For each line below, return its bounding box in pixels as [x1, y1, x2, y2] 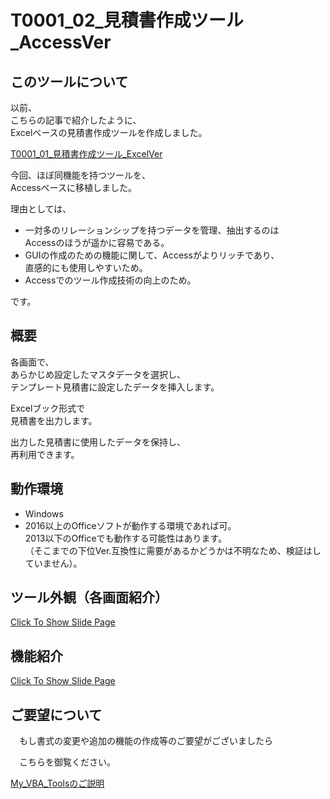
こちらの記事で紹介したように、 [10, 114, 142, 126]
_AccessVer [10, 31, 112, 54]
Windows [24, 507, 64, 520]
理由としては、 [10, 203, 72, 215]
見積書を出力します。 [10, 414, 98, 426]
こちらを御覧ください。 [18, 756, 116, 768]
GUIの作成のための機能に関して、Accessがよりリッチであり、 [24, 249, 280, 261]
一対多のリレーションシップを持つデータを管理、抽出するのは [24, 224, 280, 236]
